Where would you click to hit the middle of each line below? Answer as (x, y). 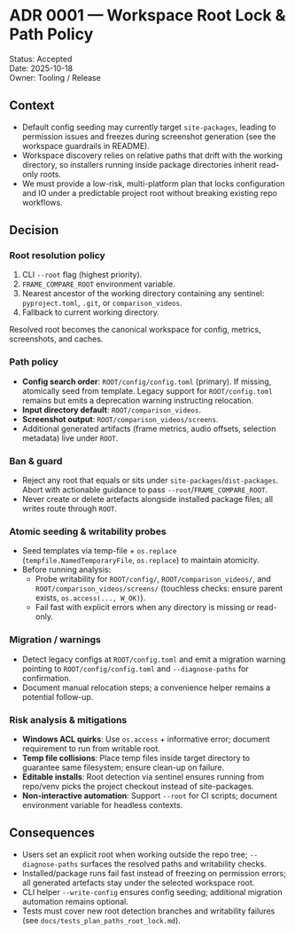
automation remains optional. (75, 901)
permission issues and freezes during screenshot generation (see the (149, 136)
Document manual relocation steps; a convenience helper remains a (146, 687)
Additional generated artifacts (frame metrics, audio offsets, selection (149, 428)
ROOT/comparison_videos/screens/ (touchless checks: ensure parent (159, 589)
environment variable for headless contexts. (102, 804)
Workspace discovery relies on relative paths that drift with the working (152, 155)
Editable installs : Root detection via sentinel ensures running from (143, 776)
